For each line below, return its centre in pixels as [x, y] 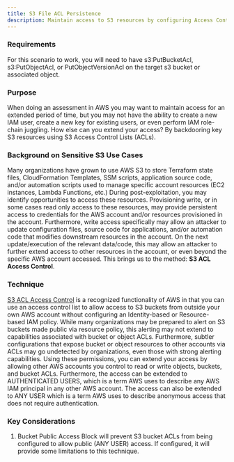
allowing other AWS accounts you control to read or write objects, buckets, [115, 366]
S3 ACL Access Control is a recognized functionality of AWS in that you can [116, 299]
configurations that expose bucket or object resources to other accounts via [116, 344]
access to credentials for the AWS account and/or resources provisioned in [115, 215]
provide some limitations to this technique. [78, 451]
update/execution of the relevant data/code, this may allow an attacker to [112, 244]
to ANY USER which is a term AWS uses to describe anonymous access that [117, 396]
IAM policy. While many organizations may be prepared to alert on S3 [126, 321]
